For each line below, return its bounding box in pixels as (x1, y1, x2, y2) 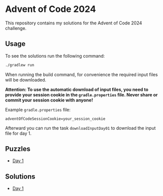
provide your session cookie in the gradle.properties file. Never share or (5, 92, 158, 98)
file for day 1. (5, 130, 32, 136)
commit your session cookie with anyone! (5, 97, 93, 103)
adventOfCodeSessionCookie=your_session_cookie (5, 116, 106, 121)
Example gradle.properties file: (5, 106, 71, 112)
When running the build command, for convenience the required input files (5, 71, 158, 78)
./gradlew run (5, 62, 35, 68)
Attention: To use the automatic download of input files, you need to (5, 86, 149, 93)
